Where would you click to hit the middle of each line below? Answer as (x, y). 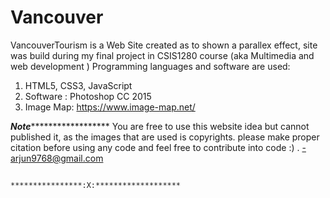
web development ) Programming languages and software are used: (150, 66)
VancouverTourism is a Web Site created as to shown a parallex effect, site (164, 45)
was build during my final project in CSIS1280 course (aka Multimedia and (162, 55)
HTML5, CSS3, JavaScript (78, 85)
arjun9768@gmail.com (57, 158)
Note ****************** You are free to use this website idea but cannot (160, 126)
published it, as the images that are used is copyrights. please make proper (165, 137)
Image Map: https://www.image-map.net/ (110, 107)
